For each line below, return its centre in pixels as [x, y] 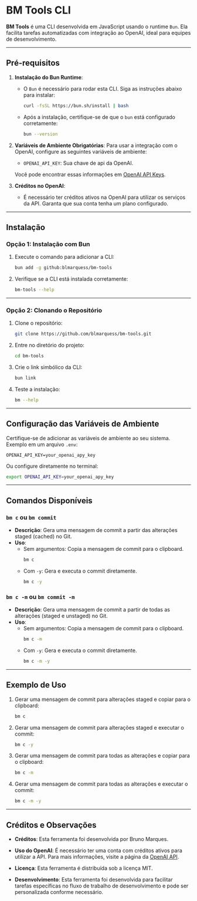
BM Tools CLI [39, 10]
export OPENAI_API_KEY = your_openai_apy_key [60, 477]
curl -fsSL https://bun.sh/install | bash [76, 106]
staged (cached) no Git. [43, 537]
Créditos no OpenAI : [40, 185]
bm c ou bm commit [31, 517]
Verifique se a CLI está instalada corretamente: [71, 279]
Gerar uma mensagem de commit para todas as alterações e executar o [101, 784]
